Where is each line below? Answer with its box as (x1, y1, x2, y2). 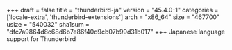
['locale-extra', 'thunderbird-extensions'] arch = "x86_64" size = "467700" (6, 13, 220, 21)
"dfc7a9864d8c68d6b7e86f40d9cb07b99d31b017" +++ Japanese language (6, 27, 225, 36)
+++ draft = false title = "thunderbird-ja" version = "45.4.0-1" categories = (6, 6, 219, 14)
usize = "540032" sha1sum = (6, 21, 90, 28)
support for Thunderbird (6, 35, 76, 43)
